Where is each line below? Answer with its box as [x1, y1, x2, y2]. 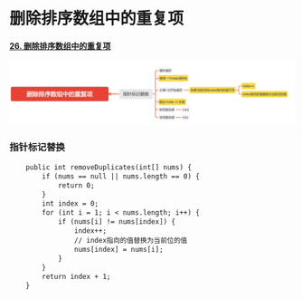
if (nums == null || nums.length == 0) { [42, 171, 201, 181]
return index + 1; [42, 272, 111, 281]
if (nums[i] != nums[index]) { [57, 217, 176, 227]
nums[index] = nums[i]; [73, 245, 165, 254]
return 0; [57, 180, 95, 190]
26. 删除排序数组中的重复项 [9, 40, 111, 51]
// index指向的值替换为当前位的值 [73, 236, 188, 245]
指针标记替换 [9, 140, 66, 153]
